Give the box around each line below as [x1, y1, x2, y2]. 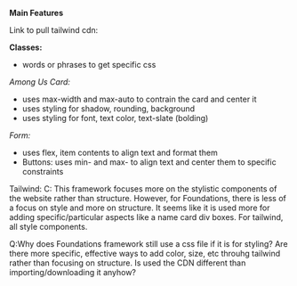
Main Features [9, 8, 64, 18]
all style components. [9, 222, 88, 232]
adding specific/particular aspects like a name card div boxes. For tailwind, [9, 212, 284, 222]
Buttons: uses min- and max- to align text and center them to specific [21, 157, 277, 168]
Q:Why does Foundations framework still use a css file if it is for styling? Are [9, 239, 288, 249]
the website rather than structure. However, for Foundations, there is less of [9, 193, 286, 203]
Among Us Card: [9, 77, 71, 87]
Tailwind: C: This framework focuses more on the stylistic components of [9, 184, 277, 194]
